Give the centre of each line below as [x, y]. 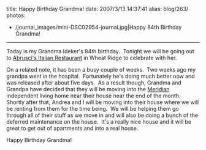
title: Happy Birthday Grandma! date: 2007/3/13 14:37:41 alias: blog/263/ [97, 9]
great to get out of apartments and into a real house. [72, 128]
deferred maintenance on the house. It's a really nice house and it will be [99, 122]
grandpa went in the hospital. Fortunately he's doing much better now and [101, 76]
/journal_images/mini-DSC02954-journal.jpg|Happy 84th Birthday [98, 27]
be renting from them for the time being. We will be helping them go [93, 109]
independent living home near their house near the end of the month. [93, 96]
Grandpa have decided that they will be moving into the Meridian [88, 89]
